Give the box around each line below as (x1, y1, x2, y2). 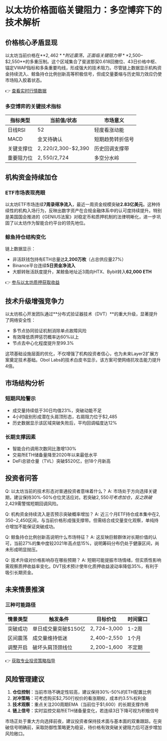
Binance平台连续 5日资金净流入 (12, 263, 76, 269)
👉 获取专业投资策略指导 (5, 658, 56, 664)
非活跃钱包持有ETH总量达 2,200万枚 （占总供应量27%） (12, 256, 127, 262)
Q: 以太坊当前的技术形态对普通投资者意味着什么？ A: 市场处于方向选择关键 (5, 488, 158, 494)
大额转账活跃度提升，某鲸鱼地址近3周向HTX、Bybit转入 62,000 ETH (12, 269, 152, 275)
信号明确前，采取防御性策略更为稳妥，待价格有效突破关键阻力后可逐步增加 (9, 725, 162, 731)
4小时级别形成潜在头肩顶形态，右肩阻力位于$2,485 (12, 413, 118, 420)
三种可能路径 (5, 601, 36, 608)
